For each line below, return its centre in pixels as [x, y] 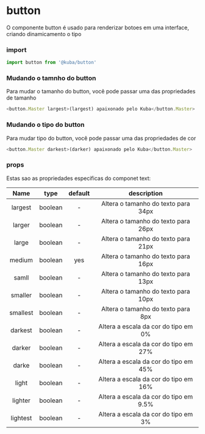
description [146, 193]
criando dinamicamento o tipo [44, 34]
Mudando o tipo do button [45, 125]
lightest [21, 418]
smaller [21, 295]
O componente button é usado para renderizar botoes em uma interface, [98, 27]
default [79, 193]
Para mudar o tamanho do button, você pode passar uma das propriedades [101, 92]
